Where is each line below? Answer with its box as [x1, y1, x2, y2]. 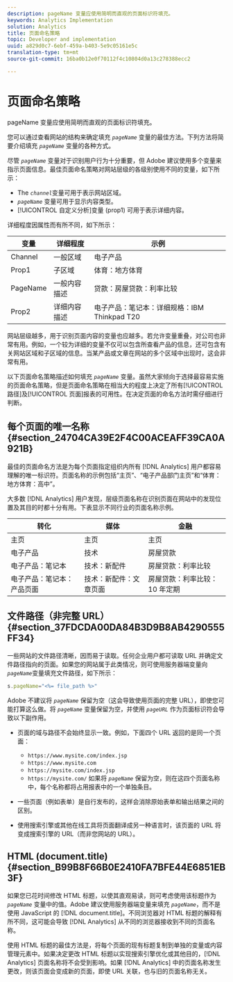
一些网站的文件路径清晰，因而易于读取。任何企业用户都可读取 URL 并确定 [7, 652, 217, 660]
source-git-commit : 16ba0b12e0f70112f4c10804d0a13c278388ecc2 [7, 56, 191, 63]
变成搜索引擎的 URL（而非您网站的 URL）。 [17, 830, 139, 838]
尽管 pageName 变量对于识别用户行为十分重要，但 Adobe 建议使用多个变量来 [7, 156, 222, 164]
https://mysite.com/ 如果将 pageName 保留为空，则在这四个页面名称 [27, 774, 221, 782]
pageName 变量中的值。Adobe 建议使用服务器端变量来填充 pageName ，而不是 [7, 900, 221, 908]
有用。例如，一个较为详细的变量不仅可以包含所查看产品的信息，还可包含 [12, 340, 220, 348]
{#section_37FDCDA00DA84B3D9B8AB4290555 [7, 621, 225, 633]
